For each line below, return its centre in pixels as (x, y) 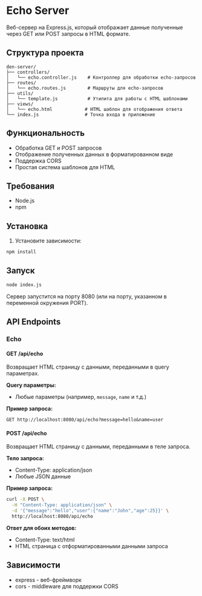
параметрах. (23, 373)
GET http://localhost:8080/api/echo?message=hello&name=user (85, 420)
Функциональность (46, 133)
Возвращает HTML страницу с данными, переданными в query (88, 367)
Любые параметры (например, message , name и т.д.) (81, 397)
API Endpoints (34, 322)
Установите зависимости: (48, 241)
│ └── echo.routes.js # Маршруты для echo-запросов (85, 88)
